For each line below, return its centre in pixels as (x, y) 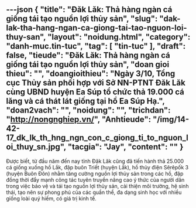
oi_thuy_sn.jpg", (36, 147)
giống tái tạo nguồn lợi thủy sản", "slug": (82, 19)
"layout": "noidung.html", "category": (119, 37)
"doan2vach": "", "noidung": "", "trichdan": (88, 110)
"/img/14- (171, 120)
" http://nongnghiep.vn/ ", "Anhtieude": (79, 120)
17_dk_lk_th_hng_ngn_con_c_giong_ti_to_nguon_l (97, 138)
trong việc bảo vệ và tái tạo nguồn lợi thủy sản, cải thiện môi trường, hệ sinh (97, 186)
